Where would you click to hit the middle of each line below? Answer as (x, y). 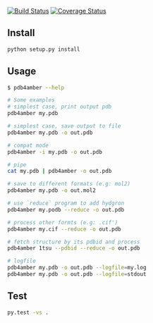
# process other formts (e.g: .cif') (63, 222)
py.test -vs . (28, 312)
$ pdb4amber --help (36, 87)
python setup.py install (44, 49)
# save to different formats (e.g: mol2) (69, 184)
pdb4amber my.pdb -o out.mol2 (52, 190)
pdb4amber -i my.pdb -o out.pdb (55, 152)
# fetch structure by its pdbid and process (74, 242)
